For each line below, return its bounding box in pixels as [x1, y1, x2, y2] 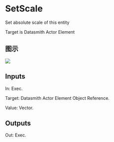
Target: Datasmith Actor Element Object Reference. [5, 95, 110, 101]
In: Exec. [5, 85, 23, 91]
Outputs [5, 119, 31, 127]
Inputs [5, 72, 26, 81]
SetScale [5, 3, 43, 14]
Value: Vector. [5, 105, 34, 111]
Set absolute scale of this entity [5, 19, 70, 25]
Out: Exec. [5, 132, 26, 138]
